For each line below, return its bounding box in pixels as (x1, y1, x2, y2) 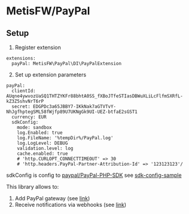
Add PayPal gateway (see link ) (14, 195, 90, 201)
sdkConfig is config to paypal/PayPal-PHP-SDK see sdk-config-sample (6, 172, 182, 179)
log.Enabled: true (17, 130, 63, 136)
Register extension (14, 44, 62, 51)
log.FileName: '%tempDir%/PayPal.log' (17, 135, 114, 141)
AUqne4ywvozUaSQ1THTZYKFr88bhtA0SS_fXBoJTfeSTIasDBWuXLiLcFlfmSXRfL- (6, 93, 184, 99)
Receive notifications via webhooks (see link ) (14, 201, 127, 208)
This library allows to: (6, 184, 59, 190)
